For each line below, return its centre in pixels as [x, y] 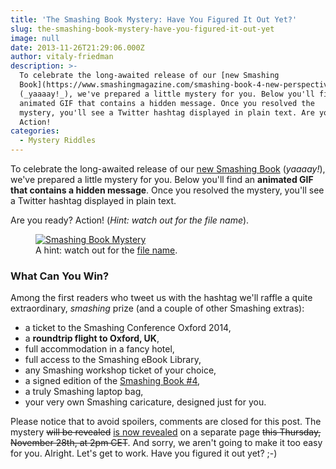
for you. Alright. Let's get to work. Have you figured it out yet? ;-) [144, 453]
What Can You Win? [60, 276]
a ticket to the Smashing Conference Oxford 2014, [128, 328]
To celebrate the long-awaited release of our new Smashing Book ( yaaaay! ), [168, 169]
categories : [35, 131]
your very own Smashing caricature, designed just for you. [145, 402]
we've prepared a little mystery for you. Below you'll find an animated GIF [162, 179]
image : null [35, 38]
